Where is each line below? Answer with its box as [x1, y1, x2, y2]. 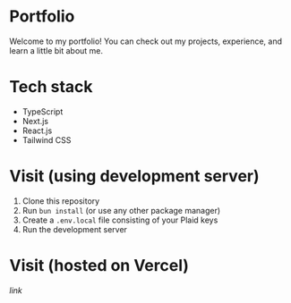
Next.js [21, 115, 49, 126]
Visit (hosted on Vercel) [9, 256, 190, 275]
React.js [21, 125, 53, 136]
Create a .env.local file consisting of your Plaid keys [21, 215, 218, 225]
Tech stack [9, 77, 93, 97]
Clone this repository [21, 195, 100, 206]
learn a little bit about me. [9, 45, 104, 55]
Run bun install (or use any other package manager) [21, 205, 221, 215]
